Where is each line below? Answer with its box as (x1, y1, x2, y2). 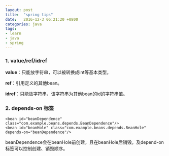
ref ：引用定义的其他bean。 (5, 80, 62, 86)
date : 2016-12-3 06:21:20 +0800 (5, 17, 79, 22)
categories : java (5, 21, 42, 27)
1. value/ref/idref (5, 57, 47, 64)
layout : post (5, 7, 33, 13)
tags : (5, 26, 17, 31)
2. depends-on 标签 (5, 104, 54, 111)
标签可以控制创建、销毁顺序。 (5, 145, 67, 152)
